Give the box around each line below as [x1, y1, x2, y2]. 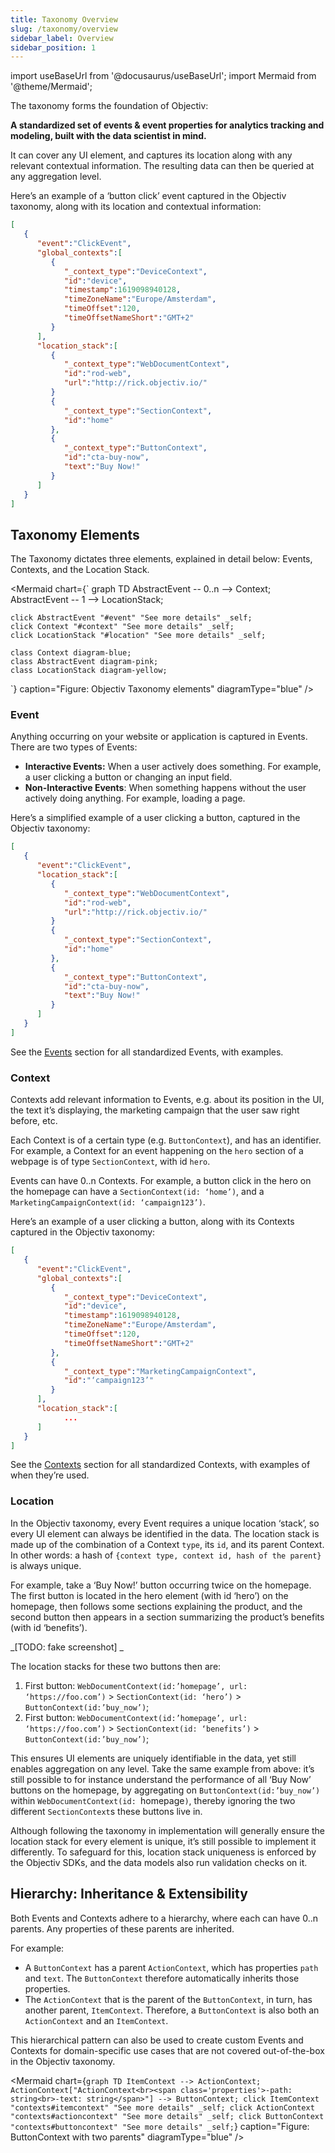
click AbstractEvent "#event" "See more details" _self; [10, 613, 253, 623]
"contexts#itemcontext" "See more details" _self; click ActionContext [10, 2102, 315, 2113]
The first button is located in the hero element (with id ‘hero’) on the [10, 1589, 289, 1601]
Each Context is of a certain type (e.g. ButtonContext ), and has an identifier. [10, 1134, 322, 1146]
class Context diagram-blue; [10, 648, 132, 658]
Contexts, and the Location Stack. [10, 564, 150, 576]
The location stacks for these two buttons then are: [10, 1660, 222, 1672]
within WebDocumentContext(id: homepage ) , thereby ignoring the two [10, 1794, 296, 1806]
